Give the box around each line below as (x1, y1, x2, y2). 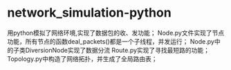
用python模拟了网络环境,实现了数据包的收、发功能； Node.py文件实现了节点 (7, 28, 225, 37)
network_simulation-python (7, 5, 172, 21)
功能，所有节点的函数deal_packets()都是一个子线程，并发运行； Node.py (7, 37, 214, 46)
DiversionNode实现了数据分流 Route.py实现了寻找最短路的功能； (25, 46, 210, 54)
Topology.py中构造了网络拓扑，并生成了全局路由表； (7, 54, 158, 63)
